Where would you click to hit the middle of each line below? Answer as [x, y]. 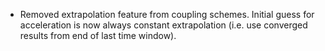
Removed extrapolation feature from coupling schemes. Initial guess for [167, 14]
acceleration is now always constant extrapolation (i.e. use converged [163, 25]
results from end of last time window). [98, 35]
